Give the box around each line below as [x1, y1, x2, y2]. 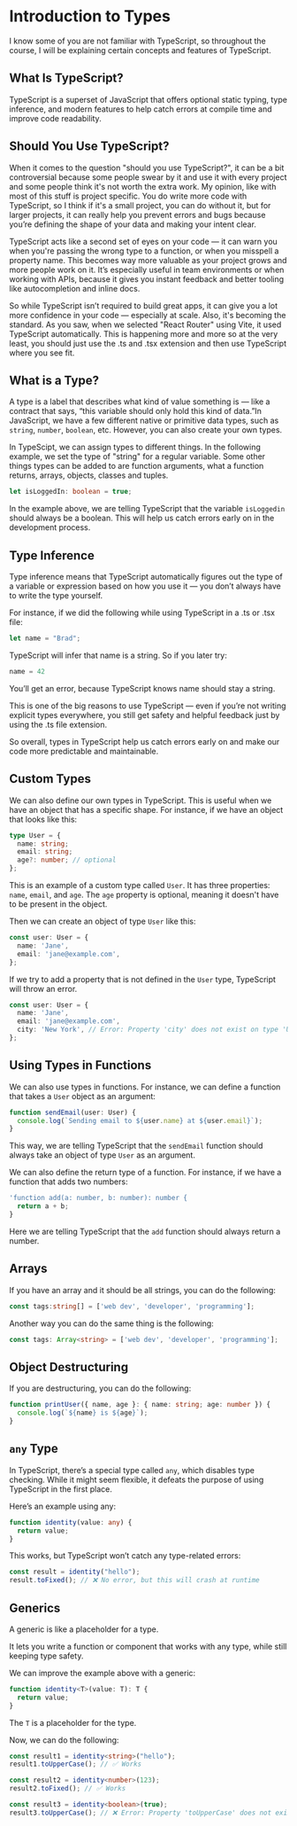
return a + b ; [17, 1202, 69, 1211]
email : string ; [17, 847, 73, 856]
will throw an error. [9, 983, 78, 994]
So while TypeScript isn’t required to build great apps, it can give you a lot [9, 300, 278, 311]
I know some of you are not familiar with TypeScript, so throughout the [9, 35, 267, 46]
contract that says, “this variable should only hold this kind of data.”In [9, 406, 263, 417]
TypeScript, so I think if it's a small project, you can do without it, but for [9, 199, 271, 210]
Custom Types [9, 771, 91, 786]
